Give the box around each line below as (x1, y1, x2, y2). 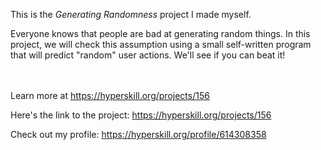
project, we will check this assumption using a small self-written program (10, 39, 312, 50)
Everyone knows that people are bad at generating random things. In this (10, 28, 311, 39)
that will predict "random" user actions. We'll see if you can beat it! (10, 49, 286, 61)
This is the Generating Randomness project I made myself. (10, 9, 252, 20)
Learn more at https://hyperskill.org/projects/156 (10, 90, 210, 101)
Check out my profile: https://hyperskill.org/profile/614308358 (10, 129, 267, 140)
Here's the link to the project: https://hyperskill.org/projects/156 (10, 109, 272, 121)
